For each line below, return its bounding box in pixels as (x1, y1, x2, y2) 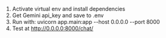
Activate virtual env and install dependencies (12, 6, 126, 12)
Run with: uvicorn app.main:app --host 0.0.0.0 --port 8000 (12, 18, 161, 25)
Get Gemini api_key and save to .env (12, 12, 104, 19)
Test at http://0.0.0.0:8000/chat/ (12, 25, 93, 32)
